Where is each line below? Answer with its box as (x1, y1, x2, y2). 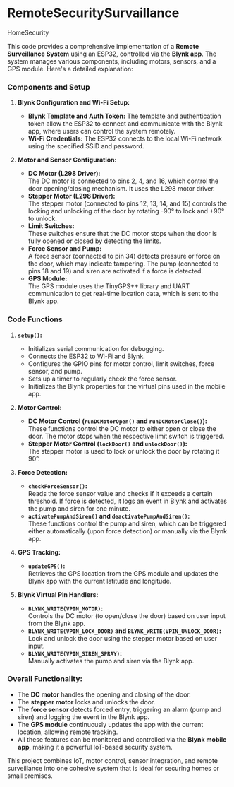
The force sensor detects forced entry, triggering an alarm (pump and (17, 705, 222, 714)
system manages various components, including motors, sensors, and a (7, 57, 216, 65)
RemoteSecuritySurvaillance (7, 5, 180, 21)
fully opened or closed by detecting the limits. (27, 237, 161, 245)
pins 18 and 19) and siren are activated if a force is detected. (27, 267, 203, 276)
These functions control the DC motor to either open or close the (27, 424, 216, 432)
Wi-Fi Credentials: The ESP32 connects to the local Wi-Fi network (27, 134, 222, 143)
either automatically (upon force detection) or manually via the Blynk (27, 526, 228, 535)
